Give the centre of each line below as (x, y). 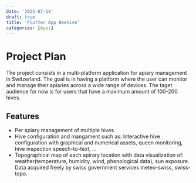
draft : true (21, 17)
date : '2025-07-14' (30, 11)
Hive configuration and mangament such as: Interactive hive (87, 136)
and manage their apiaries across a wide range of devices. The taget (89, 85)
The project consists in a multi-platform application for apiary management (97, 73)
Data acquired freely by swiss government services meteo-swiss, (94, 168)
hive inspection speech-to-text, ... (55, 149)
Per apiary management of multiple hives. (65, 130)
